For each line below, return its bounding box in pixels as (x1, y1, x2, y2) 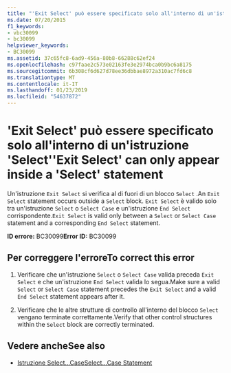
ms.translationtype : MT (7, 74, 76, 81)
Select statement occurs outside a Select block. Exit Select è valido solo (7, 197, 217, 205)
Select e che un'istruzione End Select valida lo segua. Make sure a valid (16, 277, 220, 286)
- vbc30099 (7, 29, 38, 36)
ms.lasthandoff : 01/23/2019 (7, 87, 88, 94)
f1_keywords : (7, 23, 45, 30)
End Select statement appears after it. (16, 292, 125, 300)
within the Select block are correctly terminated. (16, 320, 155, 328)
